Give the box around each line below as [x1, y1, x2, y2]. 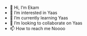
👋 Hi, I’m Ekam [9, 5, 39, 10]
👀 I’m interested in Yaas [9, 10, 58, 16]
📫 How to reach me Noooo [9, 26, 65, 31]
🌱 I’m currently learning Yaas [9, 15, 68, 20]
